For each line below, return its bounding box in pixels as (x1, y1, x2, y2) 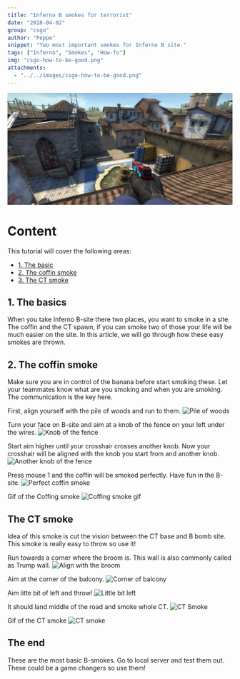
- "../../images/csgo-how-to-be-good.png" (14, 71, 142, 79)
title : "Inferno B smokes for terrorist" (7, 11, 133, 19)
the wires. (7, 428, 37, 437)
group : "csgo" (7, 26, 50, 34)
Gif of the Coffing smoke (7, 493, 80, 501)
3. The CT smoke (17, 276, 69, 284)
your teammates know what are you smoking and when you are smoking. (7, 386, 223, 394)
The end (7, 637, 45, 649)
